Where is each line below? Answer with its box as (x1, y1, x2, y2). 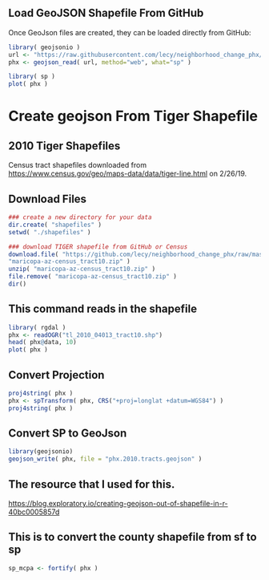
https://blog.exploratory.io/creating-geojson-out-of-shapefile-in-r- (8, 499, 228, 508)
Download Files (8, 192, 86, 205)
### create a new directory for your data (8, 213, 152, 221)
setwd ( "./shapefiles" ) (8, 228, 91, 236)
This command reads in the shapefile (8, 302, 198, 316)
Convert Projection (8, 368, 105, 382)
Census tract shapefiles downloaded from (8, 160, 147, 170)
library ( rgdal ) (8, 323, 66, 331)
